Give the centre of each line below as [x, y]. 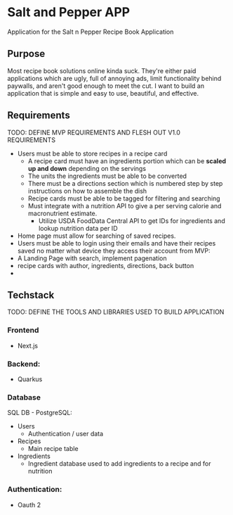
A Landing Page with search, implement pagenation [92, 258]
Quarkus [30, 379]
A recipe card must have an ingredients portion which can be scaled [127, 161]
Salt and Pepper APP [69, 12]
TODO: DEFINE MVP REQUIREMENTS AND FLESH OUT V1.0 [94, 132]
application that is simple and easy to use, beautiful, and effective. [103, 93]
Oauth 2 [29, 504]
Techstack [31, 295]
